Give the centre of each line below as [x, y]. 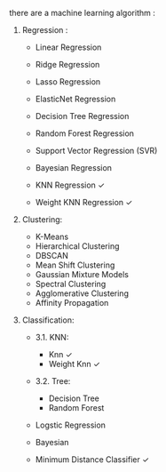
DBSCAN [51, 256]
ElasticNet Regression [75, 99]
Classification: [48, 320]
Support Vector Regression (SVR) [96, 151]
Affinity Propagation [72, 303]
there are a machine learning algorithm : [82, 13]
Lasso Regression [68, 82]
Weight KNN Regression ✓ [84, 202]
